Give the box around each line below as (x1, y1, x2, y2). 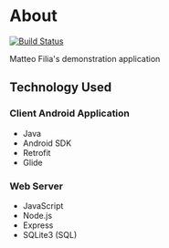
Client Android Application (9, 107, 131, 119)
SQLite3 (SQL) (22, 229, 78, 240)
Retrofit (22, 147, 51, 158)
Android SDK (22, 138, 72, 149)
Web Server (9, 180, 64, 192)
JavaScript (22, 200, 64, 211)
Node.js (22, 210, 53, 221)
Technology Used (9, 79, 112, 96)
